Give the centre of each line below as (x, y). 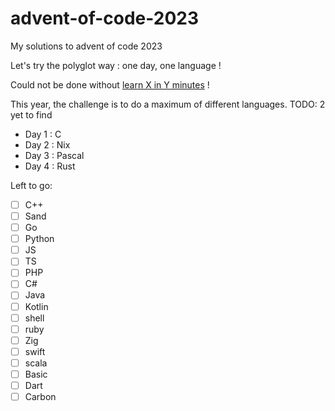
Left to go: (31, 185)
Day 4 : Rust (50, 166)
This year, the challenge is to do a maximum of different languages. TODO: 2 (168, 104)
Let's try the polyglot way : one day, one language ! (116, 65)
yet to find (31, 114)
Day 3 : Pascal (54, 155)
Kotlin (36, 306)
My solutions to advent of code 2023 (86, 46)
